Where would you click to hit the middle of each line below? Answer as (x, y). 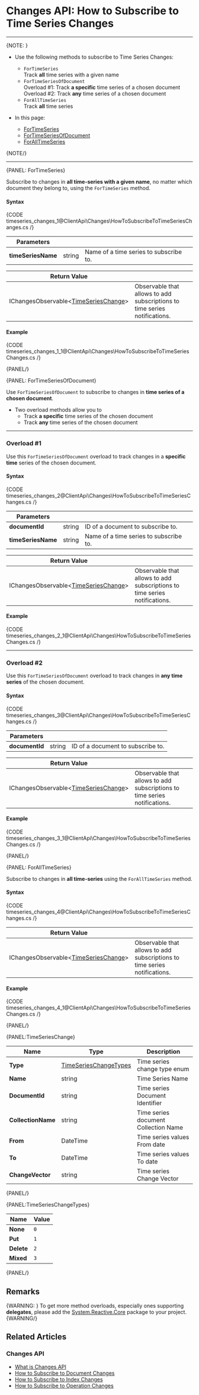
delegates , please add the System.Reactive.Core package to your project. (97, 1312)
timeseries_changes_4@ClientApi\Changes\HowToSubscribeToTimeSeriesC (98, 912)
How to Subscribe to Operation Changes (64, 1386)
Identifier (150, 1103)
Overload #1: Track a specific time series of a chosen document (102, 87)
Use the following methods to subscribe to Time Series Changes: (94, 57)
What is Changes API (41, 1367)
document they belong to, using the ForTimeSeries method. (78, 188)
